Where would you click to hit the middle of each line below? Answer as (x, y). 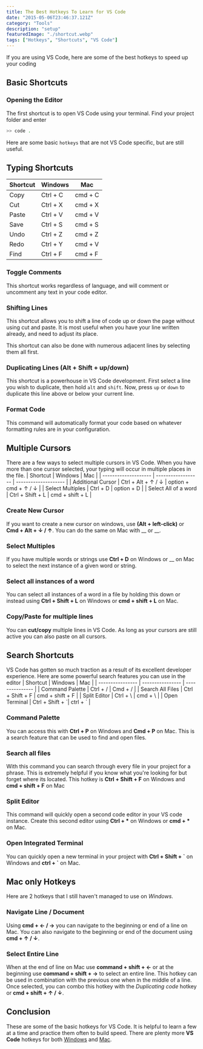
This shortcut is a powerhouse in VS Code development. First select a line (98, 381)
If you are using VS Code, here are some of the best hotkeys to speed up (97, 57)
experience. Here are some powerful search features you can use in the (96, 676)
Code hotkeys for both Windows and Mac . (59, 1039)
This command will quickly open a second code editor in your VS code (95, 814)
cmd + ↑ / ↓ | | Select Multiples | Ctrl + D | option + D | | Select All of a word (101, 488)
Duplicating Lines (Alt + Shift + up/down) (68, 367)
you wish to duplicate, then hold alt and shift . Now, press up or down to (95, 387)
